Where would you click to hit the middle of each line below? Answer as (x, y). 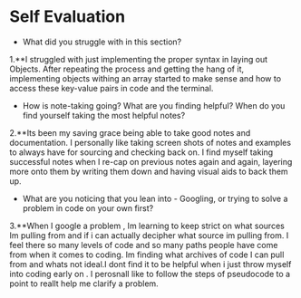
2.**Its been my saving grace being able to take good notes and (130, 132)
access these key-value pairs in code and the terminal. (112, 88)
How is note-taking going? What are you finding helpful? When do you (154, 105)
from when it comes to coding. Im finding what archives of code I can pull (147, 255)
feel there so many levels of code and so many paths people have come (144, 245)
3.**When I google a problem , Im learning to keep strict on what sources (147, 226)
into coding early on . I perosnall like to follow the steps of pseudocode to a (150, 274)
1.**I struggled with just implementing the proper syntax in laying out (139, 59)
